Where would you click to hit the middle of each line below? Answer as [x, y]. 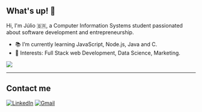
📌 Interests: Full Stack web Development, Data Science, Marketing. [97, 53]
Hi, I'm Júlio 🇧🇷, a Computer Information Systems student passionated [95, 25]
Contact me [29, 88]
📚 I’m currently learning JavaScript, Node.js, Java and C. [86, 44]
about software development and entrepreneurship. [70, 32]
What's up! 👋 [31, 11]
